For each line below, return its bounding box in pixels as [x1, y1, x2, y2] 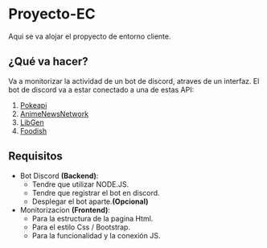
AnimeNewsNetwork [19, 109, 89, 118]
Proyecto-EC [8, 5, 97, 23]
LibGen [19, 118, 44, 127]
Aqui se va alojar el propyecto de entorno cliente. [8, 31, 171, 41]
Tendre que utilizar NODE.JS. [31, 179, 129, 189]
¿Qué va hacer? [8, 55, 88, 68]
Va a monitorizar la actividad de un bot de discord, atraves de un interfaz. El [8, 76, 260, 85]
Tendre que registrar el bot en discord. [31, 188, 160, 197]
